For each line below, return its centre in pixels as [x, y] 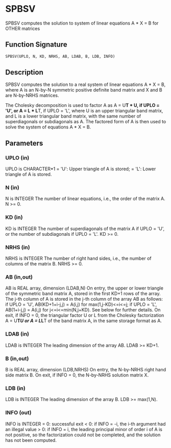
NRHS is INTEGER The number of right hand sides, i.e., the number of [78, 258]
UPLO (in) [17, 158]
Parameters [24, 143]
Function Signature [36, 45]
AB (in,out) [19, 277]
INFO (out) [18, 413]
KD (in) [14, 217]
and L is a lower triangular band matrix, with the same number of [73, 116]
